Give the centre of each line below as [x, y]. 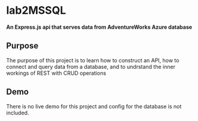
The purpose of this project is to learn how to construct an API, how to [93, 60]
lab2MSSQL [36, 10]
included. [18, 113]
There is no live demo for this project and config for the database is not [94, 106]
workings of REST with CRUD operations [56, 73]
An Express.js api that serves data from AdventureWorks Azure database [99, 27]
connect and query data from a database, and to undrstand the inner [91, 66]
